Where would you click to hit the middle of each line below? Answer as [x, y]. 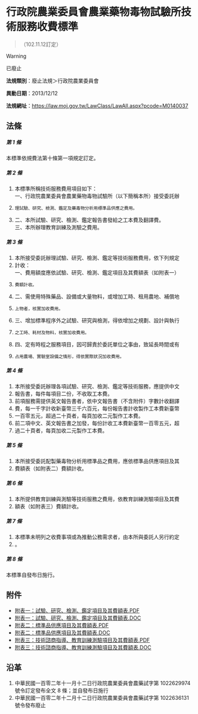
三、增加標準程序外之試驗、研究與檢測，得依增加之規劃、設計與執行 [97, 320]
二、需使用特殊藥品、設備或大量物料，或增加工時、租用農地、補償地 [97, 297]
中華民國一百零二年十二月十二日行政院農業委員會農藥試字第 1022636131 [102, 698]
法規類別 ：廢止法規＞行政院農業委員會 [52, 81]
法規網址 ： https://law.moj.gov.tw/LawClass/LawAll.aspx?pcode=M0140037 [97, 105]
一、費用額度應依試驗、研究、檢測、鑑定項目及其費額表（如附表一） [97, 273]
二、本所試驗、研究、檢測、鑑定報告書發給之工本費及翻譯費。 [89, 220]
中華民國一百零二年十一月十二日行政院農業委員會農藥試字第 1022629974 [103, 683]
